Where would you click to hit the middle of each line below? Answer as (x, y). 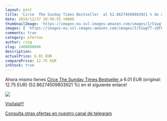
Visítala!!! (14, 104)
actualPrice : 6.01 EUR (29, 56)
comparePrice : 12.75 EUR (31, 61)
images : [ (15, 28)
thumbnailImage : (22, 24)
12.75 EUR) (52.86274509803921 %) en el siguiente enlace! (66, 85)
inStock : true (20, 65)
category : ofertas (24, 38)
